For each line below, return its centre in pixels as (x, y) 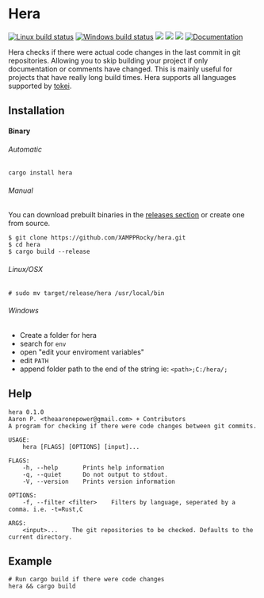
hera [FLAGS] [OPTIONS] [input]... (81, 447)
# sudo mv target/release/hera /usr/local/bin (86, 293)
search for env (43, 343)
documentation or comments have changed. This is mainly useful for (120, 69)
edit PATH (34, 360)
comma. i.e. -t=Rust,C (46, 509)
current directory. (40, 537)
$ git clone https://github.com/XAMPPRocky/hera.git (97, 238)
